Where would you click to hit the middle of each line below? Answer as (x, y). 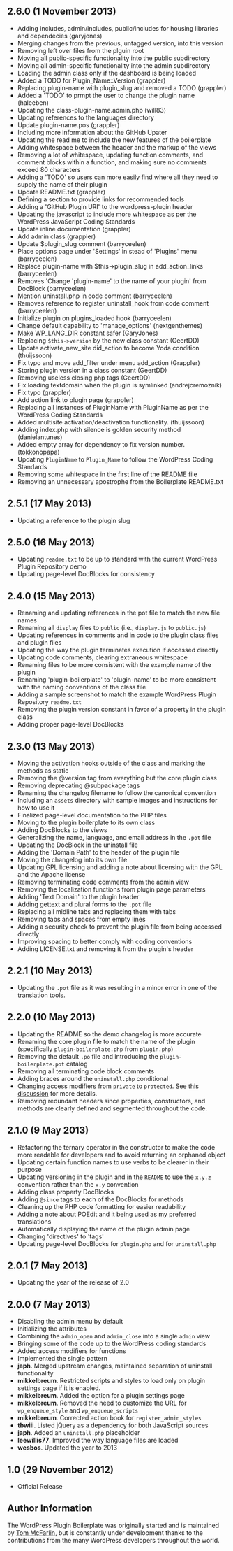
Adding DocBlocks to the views (62, 830)
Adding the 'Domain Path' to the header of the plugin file (98, 852)
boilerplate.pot (41, 1064)
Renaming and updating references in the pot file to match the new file (119, 613)
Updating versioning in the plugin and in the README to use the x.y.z (114, 1177)
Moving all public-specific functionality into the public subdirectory (114, 58)
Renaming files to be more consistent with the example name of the (114, 665)
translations (34, 1221)
